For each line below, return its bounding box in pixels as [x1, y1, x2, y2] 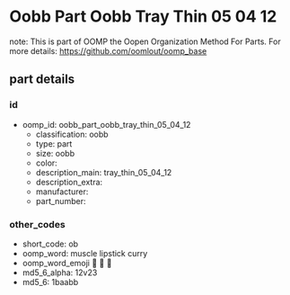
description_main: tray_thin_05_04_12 [35, 166, 172, 177]
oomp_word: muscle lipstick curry [22, 247, 148, 258]
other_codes [9, 218, 66, 230]
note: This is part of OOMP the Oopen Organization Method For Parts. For [9, 36, 281, 47]
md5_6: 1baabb [22, 276, 79, 287]
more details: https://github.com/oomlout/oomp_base [9, 45, 207, 56]
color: [35, 157, 58, 168]
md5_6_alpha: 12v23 [22, 267, 98, 278]
